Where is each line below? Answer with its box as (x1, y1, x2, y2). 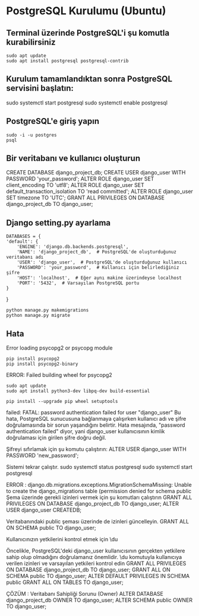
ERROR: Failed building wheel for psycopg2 (6, 371, 113, 379)
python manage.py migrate (6, 313, 70, 319)
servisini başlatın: (6, 83, 74, 93)
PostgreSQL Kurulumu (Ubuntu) (6, 4, 166, 18)
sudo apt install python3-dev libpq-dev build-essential (6, 388, 150, 394)
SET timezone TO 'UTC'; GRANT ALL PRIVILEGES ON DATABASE (6, 194, 165, 201)
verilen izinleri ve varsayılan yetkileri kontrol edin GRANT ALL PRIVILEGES (6, 560, 187, 567)
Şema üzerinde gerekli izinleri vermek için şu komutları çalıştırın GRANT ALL (6, 494, 192, 501)
